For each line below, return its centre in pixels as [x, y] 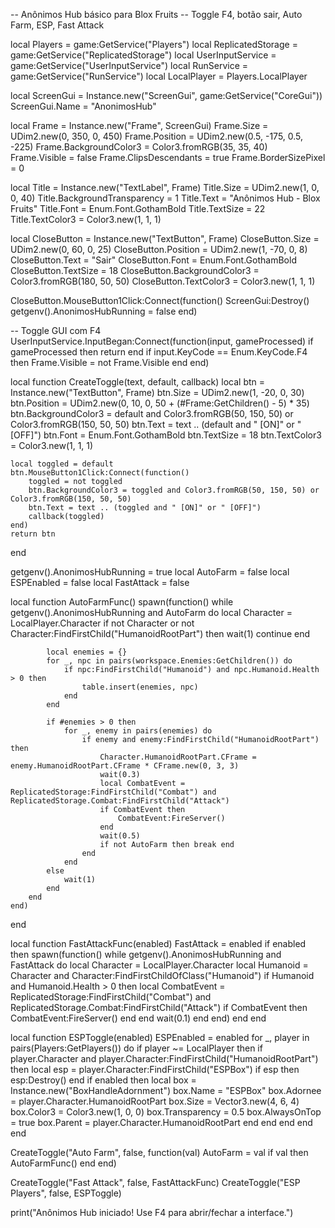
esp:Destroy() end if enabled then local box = [103, 1080]
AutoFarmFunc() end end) [63, 1163]
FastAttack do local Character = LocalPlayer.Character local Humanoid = [159, 965]
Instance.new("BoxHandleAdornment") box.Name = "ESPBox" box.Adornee [166, 1090]
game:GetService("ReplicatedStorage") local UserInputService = [143, 55]
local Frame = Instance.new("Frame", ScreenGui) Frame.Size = [139, 125]
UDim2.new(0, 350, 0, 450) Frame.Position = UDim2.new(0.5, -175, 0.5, [157, 136]
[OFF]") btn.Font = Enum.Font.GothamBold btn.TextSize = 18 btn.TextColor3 [166, 435]
